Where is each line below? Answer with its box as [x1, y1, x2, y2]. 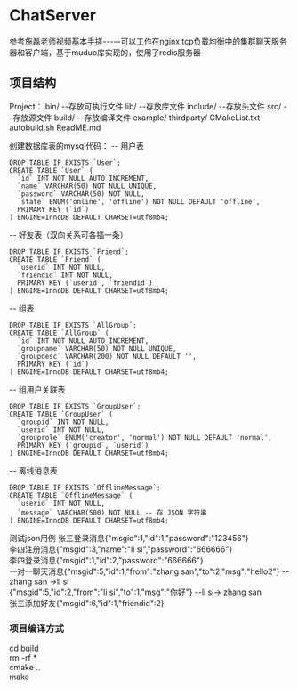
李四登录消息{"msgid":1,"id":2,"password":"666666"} [9, 555, 205, 565]
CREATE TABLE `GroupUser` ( [9, 409, 114, 418]
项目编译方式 [9, 622, 65, 635]
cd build [9, 643, 39, 654]
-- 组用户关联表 [9, 384, 66, 394]
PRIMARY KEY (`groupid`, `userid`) [17, 441, 149, 450]
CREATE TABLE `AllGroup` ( [9, 328, 109, 337]
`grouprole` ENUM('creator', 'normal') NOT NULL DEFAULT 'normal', [17, 433, 273, 442]
